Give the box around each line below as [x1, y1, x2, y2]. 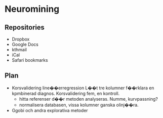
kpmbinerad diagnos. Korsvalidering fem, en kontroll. [11, 90, 120, 96]
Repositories [4, 23, 45, 32]
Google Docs [11, 41, 39, 47]
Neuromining [4, 3, 60, 15]
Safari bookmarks [11, 57, 48, 63]
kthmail [11, 47, 27, 52]
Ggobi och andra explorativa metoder [11, 107, 88, 113]
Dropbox [11, 36, 30, 42]
